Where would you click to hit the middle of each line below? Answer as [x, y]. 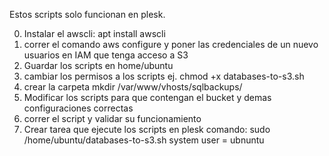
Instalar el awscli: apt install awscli [94, 33]
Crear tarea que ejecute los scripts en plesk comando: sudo [147, 129]
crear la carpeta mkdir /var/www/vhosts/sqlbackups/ [133, 87]
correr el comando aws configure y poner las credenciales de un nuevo [171, 44]
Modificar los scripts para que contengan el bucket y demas [147, 97]
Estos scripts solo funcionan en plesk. [87, 14]
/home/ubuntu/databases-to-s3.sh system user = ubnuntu [144, 140]
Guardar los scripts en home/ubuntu [98, 65]
